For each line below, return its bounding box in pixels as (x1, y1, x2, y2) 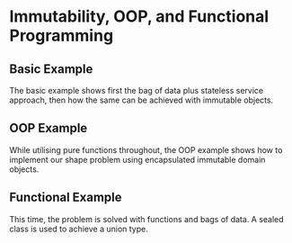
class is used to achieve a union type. (9, 223, 148, 234)
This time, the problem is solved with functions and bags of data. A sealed (9, 213, 285, 224)
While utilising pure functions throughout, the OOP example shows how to (9, 144, 283, 155)
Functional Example (9, 190, 123, 205)
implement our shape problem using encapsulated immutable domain (9, 154, 266, 165)
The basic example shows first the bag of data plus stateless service (9, 85, 263, 95)
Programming (9, 25, 114, 46)
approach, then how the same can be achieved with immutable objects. (9, 94, 274, 105)
